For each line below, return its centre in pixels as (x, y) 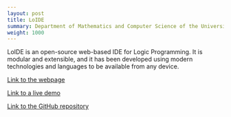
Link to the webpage (36, 80)
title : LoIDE (26, 20)
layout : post (26, 13)
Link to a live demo (34, 93)
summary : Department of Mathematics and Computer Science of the (102, 26)
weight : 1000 (26, 32)
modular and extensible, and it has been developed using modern (100, 60)
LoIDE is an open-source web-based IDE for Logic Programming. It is (105, 52)
